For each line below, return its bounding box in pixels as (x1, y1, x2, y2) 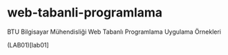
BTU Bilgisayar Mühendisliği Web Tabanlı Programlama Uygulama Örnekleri (7, 27, 221, 36)
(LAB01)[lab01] (7, 41, 50, 49)
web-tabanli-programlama (7, 5, 163, 21)
